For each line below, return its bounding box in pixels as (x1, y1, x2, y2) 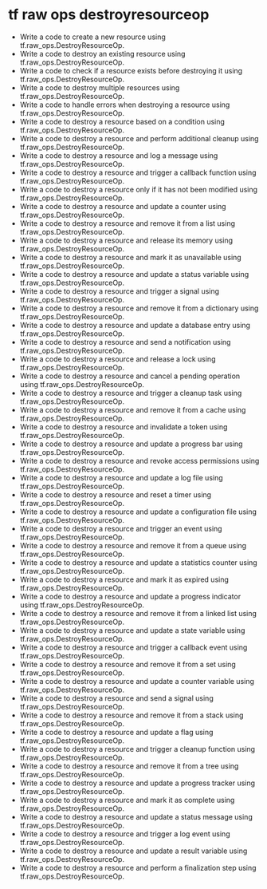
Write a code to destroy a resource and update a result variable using (19, 846, 248, 855)
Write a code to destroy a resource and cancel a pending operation (19, 371, 241, 381)
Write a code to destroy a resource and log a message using (19, 150, 218, 160)
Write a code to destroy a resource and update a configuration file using (19, 507, 257, 516)
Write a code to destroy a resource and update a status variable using (19, 269, 249, 279)
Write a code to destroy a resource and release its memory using (19, 235, 234, 245)
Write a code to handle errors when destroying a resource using (19, 100, 230, 109)
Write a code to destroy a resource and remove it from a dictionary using (19, 303, 259, 313)
